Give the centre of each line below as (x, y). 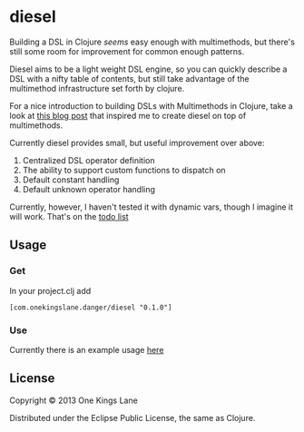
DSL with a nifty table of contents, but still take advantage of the (129, 78)
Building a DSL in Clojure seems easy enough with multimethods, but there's (152, 42)
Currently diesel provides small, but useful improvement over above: (137, 142)
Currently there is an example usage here (87, 349)
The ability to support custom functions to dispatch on (124, 170)
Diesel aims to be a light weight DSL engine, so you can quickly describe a (148, 69)
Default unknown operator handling (89, 189)
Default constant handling (71, 180)
